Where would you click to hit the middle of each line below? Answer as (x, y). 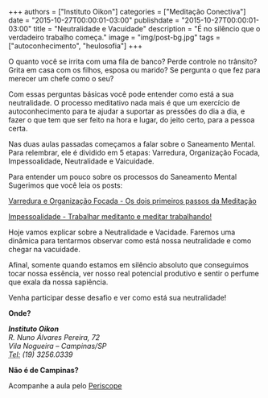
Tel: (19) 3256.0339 (41, 354)
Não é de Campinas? (43, 370)
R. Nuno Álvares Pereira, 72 (54, 337)
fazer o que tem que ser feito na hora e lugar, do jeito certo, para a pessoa (132, 120)
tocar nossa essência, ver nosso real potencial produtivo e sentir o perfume (134, 274)
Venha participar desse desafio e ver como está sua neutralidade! (118, 298)
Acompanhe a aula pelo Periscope (65, 386)
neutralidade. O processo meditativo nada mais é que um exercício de (124, 103)
